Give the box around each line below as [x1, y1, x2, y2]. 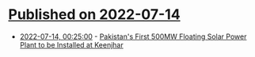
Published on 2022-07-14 [8, 6, 181, 24]
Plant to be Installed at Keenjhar [19, 40, 124, 49]
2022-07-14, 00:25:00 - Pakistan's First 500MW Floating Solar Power [19, 32, 247, 41]
